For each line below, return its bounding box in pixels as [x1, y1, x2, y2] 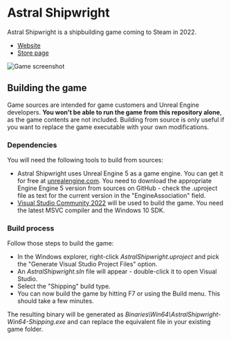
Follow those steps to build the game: [7, 239, 114, 248]
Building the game [7, 82, 88, 94]
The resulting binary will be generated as [7, 310, 124, 318]
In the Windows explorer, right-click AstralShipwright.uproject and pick [17, 253, 219, 261]
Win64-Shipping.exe [7, 318, 66, 326]
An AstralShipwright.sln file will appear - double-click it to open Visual [17, 267, 217, 275]
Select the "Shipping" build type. [17, 282, 111, 291]
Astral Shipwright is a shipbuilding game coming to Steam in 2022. [7, 28, 197, 36]
